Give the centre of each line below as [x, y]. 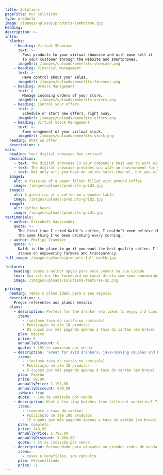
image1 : [17, 177]
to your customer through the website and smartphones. [80, 59]
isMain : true [31, 393]
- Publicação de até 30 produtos [56, 366]
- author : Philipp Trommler [38, 240]
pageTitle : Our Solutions [31, 14]
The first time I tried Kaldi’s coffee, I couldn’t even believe [85, 231]
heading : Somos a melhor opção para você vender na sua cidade [79, 271]
